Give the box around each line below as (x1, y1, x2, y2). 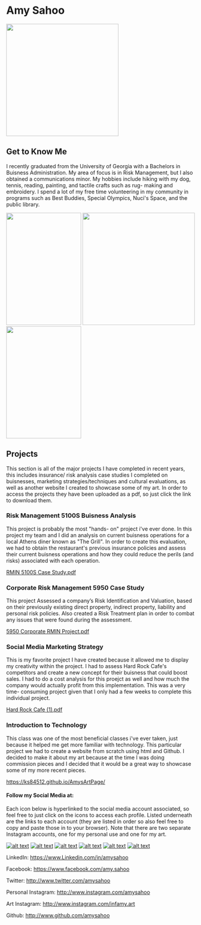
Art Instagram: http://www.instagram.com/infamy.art (6, 900, 136, 907)
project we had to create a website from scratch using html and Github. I (6, 747, 184, 754)
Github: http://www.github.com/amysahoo (6, 911, 110, 919)
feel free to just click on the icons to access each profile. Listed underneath (6, 811, 193, 818)
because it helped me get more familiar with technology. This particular (6, 741, 182, 748)
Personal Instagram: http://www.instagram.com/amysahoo (6, 888, 151, 896)
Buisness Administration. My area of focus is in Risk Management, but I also (6, 169, 193, 176)
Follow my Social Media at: (6, 791, 74, 799)
